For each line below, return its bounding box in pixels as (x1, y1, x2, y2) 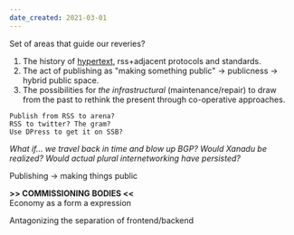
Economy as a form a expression (9, 197, 132, 208)
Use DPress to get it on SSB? (9, 127, 124, 136)
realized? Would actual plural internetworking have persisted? (9, 153, 242, 164)
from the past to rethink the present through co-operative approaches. (22, 94, 286, 105)
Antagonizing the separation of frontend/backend (9, 214, 194, 226)
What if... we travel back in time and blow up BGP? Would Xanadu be (9, 143, 267, 154)
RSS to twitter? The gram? (9, 119, 111, 128)
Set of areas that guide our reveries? (9, 38, 146, 49)
